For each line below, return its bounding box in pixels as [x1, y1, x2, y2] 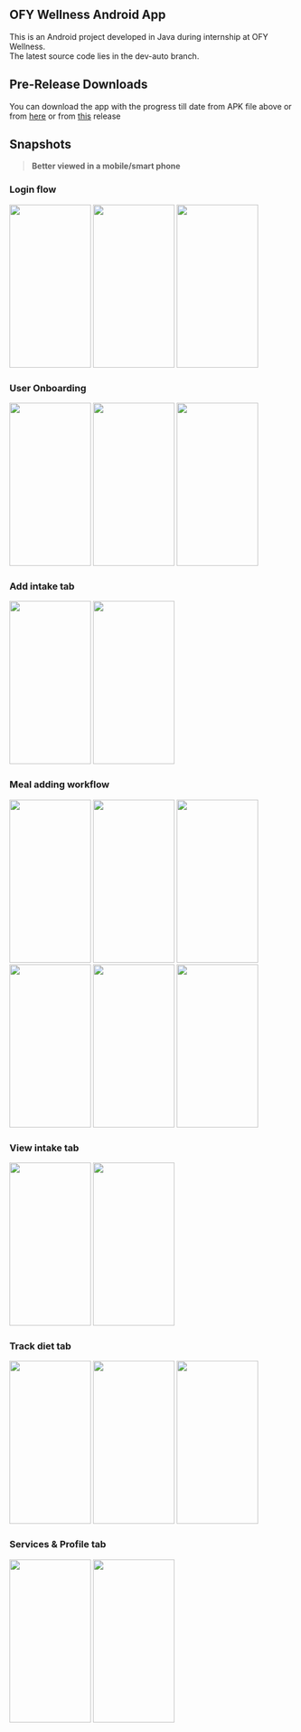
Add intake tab [9, 580, 75, 592]
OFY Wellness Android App [9, 7, 166, 23]
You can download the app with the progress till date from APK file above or [9, 101, 292, 111]
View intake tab [9, 1141, 80, 1154]
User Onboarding [9, 381, 87, 394]
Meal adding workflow [9, 778, 110, 791]
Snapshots [9, 137, 72, 152]
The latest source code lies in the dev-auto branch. [9, 50, 200, 62]
